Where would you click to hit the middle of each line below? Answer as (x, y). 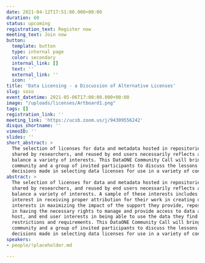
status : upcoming (28, 23)
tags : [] (17, 109)
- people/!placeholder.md (39, 245)
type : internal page (38, 52)
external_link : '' (35, 75)
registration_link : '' (35, 114)
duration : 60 (23, 18)
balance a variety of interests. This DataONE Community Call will (99, 160)
